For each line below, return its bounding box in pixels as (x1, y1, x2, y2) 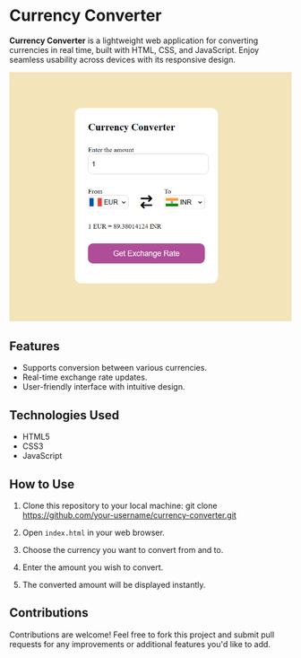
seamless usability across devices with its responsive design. (9, 54, 236, 65)
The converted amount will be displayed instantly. (21, 579, 206, 590)
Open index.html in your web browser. (21, 527, 166, 538)
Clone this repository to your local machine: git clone (21, 500, 218, 511)
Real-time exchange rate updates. (21, 372, 148, 382)
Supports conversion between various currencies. (21, 363, 208, 373)
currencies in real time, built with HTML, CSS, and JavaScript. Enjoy (9, 44, 260, 55)
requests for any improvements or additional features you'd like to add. (9, 638, 271, 649)
